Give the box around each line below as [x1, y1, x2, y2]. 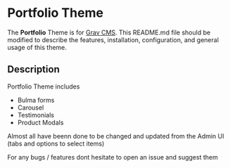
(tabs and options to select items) [7, 139, 105, 148]
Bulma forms [17, 96, 55, 104]
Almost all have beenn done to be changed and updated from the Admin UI [7, 131, 224, 140]
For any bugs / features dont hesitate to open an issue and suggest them [7, 153, 218, 161]
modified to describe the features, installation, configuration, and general [7, 35, 219, 44]
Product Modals [17, 118, 64, 127]
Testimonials [17, 110, 55, 119]
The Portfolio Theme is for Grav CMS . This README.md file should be [7, 28, 211, 37]
